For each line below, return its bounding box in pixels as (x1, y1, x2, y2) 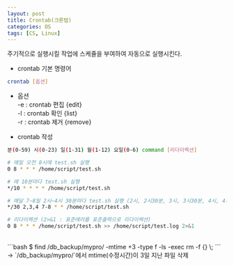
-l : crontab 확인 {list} (17, 109, 78, 118)
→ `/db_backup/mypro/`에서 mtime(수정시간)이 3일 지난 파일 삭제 (7, 251, 189, 259)
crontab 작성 (17, 133, 54, 141)
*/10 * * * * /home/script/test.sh (7, 185, 111, 191)
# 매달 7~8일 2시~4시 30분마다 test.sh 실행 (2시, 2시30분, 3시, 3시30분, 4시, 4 (7, 197, 226, 204)
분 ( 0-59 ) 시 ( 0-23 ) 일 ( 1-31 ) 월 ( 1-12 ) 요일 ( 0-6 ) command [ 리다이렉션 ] (7, 147, 197, 154)
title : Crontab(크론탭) (7, 17, 72, 24)
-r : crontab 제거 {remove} (17, 118, 92, 126)
